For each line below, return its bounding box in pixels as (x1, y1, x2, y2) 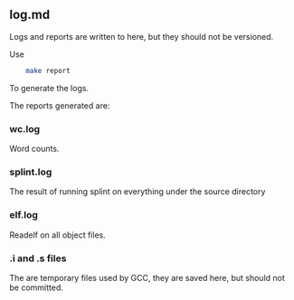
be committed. (9, 282, 63, 293)
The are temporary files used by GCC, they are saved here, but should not (9, 272, 285, 283)
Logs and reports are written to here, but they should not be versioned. (9, 31, 274, 42)
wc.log (9, 122, 41, 135)
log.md (9, 7, 51, 23)
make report (25, 66, 71, 75)
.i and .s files (9, 252, 67, 265)
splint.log (9, 165, 52, 178)
